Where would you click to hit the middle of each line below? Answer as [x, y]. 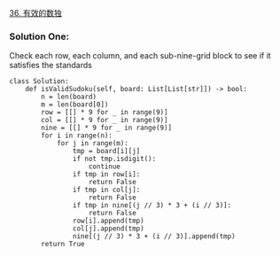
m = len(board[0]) [75, 105]
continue [105, 167]
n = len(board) [69, 97]
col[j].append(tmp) [108, 229]
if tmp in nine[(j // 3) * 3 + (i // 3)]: [152, 206]
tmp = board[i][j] [106, 151]
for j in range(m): [92, 144]
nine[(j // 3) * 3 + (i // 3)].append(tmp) [154, 237]
